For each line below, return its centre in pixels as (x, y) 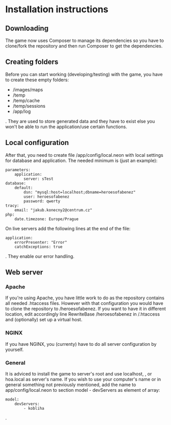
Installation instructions (57, 9)
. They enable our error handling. (40, 256)
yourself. (15, 349)
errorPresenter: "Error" (41, 242)
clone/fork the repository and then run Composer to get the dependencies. (84, 46)
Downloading (27, 28)
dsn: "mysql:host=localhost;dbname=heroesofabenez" (80, 192)
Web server (24, 273)
